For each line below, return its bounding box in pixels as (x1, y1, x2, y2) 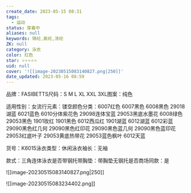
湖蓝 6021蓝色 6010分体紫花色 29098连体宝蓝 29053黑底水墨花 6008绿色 (6, 111, 183, 118)
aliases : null (6, 30, 41, 36)
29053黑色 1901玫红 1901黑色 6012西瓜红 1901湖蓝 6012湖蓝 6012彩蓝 (6, 118, 174, 125)
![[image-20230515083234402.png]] (6, 180, 95, 187)
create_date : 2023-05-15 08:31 (6, 8, 82, 15)
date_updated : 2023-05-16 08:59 (6, 74, 84, 80)
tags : (6, 14, 19, 20)
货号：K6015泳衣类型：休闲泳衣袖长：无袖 (6, 144, 108, 152)
